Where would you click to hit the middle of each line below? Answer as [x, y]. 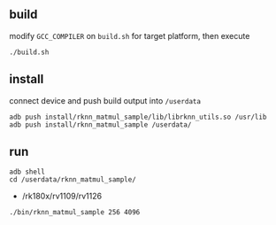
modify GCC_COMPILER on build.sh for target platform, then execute [130, 35]
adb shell [27, 172]
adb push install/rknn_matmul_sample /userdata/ [100, 124]
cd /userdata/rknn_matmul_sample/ [73, 180]
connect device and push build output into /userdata [105, 100]
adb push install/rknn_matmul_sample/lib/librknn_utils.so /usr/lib [138, 117]
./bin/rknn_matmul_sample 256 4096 [75, 213]
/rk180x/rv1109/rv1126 [62, 196]
